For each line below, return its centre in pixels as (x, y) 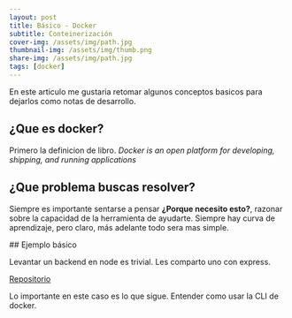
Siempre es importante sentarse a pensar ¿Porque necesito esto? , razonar (146, 208)
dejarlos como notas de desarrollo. (73, 101)
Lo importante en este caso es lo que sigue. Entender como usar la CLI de (144, 296)
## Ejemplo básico (43, 245)
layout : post (33, 17)
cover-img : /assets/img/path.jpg (71, 42)
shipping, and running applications (73, 159)
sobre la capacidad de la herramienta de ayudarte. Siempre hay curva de (142, 218)
